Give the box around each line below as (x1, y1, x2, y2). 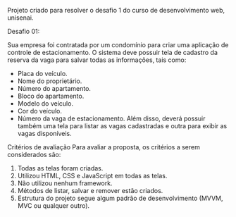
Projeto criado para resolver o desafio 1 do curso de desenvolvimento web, (7, 6, 225, 14)
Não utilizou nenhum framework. (17, 179, 113, 187)
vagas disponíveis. (17, 130, 72, 137)
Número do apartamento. (17, 85, 92, 92)
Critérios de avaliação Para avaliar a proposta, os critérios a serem (7, 143, 201, 151)
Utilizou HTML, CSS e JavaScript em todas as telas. (17, 172, 168, 180)
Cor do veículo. (17, 107, 62, 115)
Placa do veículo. (17, 70, 68, 77)
